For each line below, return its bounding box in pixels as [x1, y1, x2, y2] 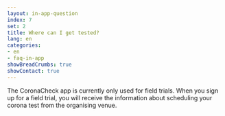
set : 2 [7, 23, 26, 30]
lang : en [7, 36, 32, 43]
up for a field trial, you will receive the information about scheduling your [7, 93, 213, 102]
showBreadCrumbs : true [7, 61, 72, 68]
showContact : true [7, 67, 60, 74]
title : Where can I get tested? [7, 29, 99, 36]
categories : [7, 42, 41, 49]
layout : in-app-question [7, 10, 78, 17]
